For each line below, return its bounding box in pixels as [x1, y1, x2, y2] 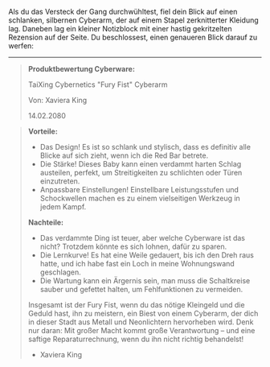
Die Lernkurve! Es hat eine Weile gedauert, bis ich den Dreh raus [39, 250, 255, 260]
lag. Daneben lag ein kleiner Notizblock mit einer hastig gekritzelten [8, 24, 232, 33]
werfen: [8, 41, 35, 51]
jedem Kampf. [39, 202, 87, 212]
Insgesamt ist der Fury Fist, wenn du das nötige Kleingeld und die [27, 300, 245, 309]
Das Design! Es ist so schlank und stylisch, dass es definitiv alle [39, 142, 252, 151]
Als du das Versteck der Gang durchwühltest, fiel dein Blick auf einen [8, 7, 238, 16]
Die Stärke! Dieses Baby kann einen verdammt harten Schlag [39, 159, 242, 168]
